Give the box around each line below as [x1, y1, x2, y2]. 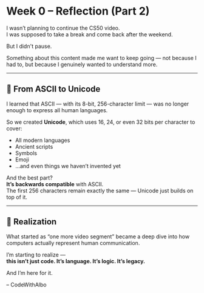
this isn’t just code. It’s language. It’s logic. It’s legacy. [6, 257, 146, 264]
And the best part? [6, 174, 53, 181]
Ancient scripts [15, 143, 53, 150]
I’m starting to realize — [6, 251, 66, 258]
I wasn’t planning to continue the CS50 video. [6, 24, 120, 32]
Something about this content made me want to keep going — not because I [6, 54, 197, 61]
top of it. [6, 193, 27, 201]
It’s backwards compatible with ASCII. [6, 180, 104, 187]
